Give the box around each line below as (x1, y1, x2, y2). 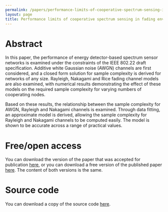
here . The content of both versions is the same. (5, 167, 103, 173)
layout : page (5, 12, 32, 17)
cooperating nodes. (5, 92, 46, 98)
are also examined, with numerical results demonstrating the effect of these (5, 81, 161, 87)
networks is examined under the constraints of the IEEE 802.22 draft (5, 60, 146, 66)
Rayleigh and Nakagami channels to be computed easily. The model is (5, 117, 150, 123)
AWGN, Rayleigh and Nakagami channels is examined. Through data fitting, (5, 107, 160, 113)
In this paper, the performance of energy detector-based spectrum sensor (5, 54, 158, 60)
